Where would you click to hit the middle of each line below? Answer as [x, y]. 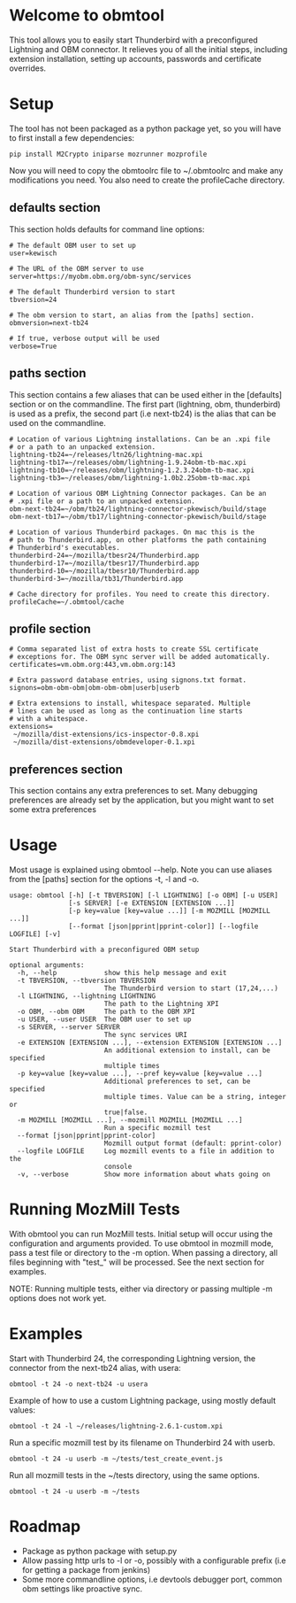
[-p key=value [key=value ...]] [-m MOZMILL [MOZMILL [170, 911]
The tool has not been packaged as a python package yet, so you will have [145, 128]
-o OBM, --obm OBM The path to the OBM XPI [106, 1012]
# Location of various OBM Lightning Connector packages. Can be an [138, 493]
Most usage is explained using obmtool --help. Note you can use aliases [140, 870]
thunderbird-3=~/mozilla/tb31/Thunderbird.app [96, 578]
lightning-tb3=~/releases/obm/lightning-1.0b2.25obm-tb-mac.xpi [130, 478]
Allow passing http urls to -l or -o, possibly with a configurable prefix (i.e [154, 1560]
